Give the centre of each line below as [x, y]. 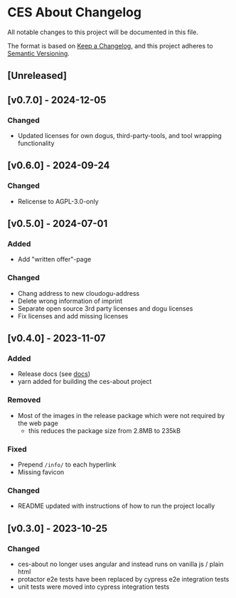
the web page [38, 423]
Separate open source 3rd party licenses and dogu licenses [105, 308]
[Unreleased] [37, 76]
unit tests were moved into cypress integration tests [93, 587]
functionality [36, 144]
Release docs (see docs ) [54, 374]
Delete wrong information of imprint [70, 301]
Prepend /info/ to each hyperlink [67, 464]
